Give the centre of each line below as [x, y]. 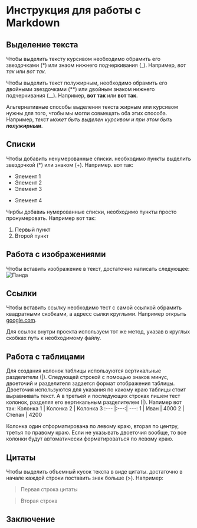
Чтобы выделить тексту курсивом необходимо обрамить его [83, 59]
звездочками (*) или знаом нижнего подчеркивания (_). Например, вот [96, 65]
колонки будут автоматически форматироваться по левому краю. [90, 439]
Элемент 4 [28, 200]
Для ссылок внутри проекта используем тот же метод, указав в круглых [98, 332]
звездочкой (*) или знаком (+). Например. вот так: [70, 165]
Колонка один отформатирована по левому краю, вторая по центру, [93, 426]
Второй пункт [32, 236]
